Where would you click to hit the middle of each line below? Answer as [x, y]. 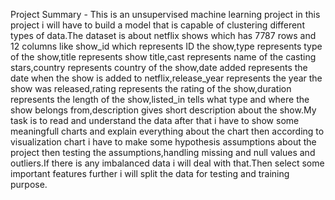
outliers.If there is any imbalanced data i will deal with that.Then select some [167, 163]
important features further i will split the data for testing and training [150, 173]
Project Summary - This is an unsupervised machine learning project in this [165, 14]
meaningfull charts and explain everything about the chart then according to [167, 131]
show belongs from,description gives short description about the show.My [163, 110]
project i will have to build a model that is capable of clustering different [157, 25]
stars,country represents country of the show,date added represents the [159, 67]
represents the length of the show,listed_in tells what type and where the [160, 99]
